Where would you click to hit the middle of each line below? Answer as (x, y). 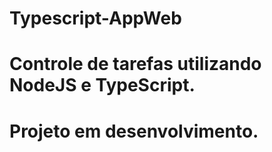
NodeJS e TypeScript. (102, 85)
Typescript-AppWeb (95, 18)
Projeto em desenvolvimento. (134, 131)
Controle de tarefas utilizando (135, 64)
